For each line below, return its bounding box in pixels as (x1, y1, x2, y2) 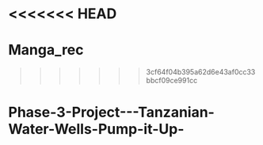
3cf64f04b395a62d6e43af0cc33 (146, 67, 256, 77)
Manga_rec (8, 41, 84, 59)
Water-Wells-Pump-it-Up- (8, 120, 185, 139)
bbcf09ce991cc (146, 76, 198, 86)
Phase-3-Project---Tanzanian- (8, 104, 215, 121)
